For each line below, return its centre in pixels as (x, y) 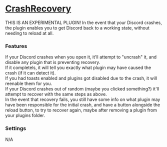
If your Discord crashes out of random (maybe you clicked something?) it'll (82, 89)
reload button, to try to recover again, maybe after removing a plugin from (81, 110)
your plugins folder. (25, 115)
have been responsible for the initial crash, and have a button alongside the (83, 105)
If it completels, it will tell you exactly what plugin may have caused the (78, 67)
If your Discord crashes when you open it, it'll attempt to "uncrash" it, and (81, 57)
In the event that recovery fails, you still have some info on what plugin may (83, 99)
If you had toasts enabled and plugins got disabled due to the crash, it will (81, 78)
